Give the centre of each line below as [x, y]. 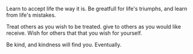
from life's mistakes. [31, 15]
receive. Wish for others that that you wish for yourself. [74, 33]
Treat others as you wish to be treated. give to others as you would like [94, 27]
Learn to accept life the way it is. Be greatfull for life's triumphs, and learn [97, 9]
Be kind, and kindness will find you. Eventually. [64, 45]
